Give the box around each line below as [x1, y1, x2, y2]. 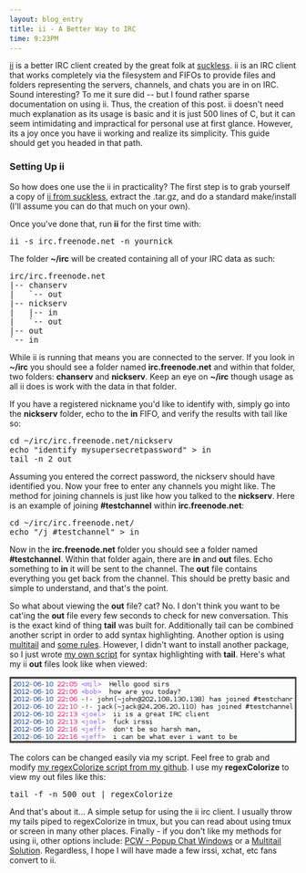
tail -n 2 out [9, 453, 73, 464]
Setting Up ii [9, 161, 66, 173]
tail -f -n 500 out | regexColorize [9, 789, 173, 799]
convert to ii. [9, 854, 56, 866]
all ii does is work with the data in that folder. [9, 380, 178, 391]
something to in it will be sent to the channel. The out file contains [9, 563, 258, 574]
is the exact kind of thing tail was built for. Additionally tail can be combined [9, 619, 294, 630]
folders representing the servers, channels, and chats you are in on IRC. [9, 79, 280, 90]
